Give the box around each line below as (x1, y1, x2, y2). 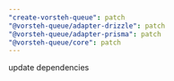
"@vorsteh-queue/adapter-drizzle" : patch (8, 21, 166, 30)
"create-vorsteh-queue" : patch (8, 12, 126, 22)
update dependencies (8, 62, 90, 73)
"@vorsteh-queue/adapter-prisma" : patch (8, 29, 162, 38)
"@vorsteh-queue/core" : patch (8, 37, 122, 47)
